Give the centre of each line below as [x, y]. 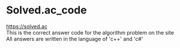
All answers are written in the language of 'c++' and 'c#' [75, 39]
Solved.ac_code [46, 10]
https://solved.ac [27, 26]
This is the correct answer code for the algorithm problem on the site [90, 32]
